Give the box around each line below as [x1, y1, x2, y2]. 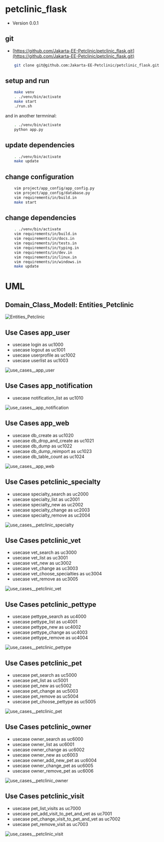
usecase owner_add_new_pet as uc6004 [12, 757, 97, 763]
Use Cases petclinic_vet [5, 536, 81, 545]
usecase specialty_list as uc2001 [12, 496, 80, 502]
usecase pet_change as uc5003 [12, 688, 78, 694]
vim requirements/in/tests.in [14, 241, 77, 246]
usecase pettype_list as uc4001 [12, 619, 78, 625]
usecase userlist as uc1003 [12, 358, 69, 364]
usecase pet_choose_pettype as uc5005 [12, 698, 96, 705]
